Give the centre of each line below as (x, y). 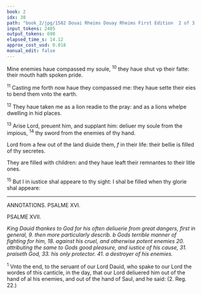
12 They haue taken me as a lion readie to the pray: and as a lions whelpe (97, 106)
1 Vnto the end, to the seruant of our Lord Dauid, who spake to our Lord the (100, 266)
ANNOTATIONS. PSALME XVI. (43, 205)
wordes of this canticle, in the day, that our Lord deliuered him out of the (96, 272)
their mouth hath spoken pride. (45, 75)
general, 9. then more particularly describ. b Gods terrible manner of (92, 235)
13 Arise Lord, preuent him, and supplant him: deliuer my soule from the (95, 125)
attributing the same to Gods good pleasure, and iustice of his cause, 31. (97, 247)
